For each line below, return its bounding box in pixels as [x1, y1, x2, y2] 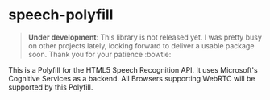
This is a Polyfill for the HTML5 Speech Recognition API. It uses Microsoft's [8, 65, 258, 74]
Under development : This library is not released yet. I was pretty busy [27, 32, 262, 42]
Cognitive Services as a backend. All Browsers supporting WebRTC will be [8, 73, 255, 83]
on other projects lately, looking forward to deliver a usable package [27, 40, 255, 50]
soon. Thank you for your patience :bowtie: [27, 49, 172, 59]
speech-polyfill [8, 6, 114, 24]
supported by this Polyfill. [8, 82, 93, 92]
